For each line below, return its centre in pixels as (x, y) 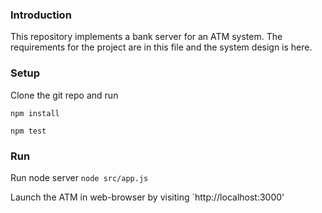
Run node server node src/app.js (79, 177)
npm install (35, 113)
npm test (28, 131)
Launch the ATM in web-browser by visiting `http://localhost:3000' (147, 197)
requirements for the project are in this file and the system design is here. (161, 47)
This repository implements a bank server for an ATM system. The (146, 37)
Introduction (41, 15)
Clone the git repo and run (64, 95)
